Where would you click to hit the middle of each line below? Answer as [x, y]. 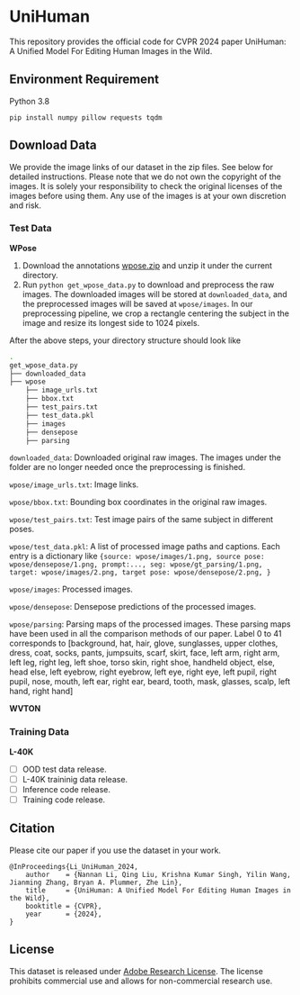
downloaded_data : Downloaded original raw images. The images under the [145, 457]
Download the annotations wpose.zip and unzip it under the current [147, 265]
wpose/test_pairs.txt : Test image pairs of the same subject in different [141, 520]
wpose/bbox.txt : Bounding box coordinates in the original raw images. [138, 502]
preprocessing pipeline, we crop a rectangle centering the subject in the [156, 313]
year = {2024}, [64, 914]
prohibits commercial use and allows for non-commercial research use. [141, 981]
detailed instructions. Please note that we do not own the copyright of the [145, 176]
